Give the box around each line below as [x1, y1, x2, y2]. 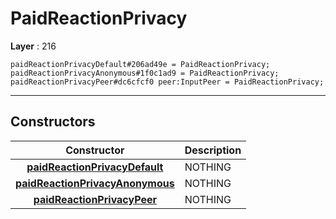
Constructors [10, 113, 96, 131]
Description [184, 143, 242, 157]
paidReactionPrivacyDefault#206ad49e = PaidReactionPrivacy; [10, 59, 271, 69]
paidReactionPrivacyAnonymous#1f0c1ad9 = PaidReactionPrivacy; [10, 68, 280, 78]
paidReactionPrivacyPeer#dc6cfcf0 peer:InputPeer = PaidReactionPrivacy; [10, 77, 325, 87]
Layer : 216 [10, 40, 57, 52]
